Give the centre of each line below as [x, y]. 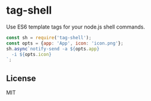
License [21, 78]
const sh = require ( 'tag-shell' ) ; [49, 37]
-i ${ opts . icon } [32, 54]
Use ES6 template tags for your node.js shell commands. [76, 27]
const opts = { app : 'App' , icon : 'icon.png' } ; [65, 43]
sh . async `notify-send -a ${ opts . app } [53, 49]
